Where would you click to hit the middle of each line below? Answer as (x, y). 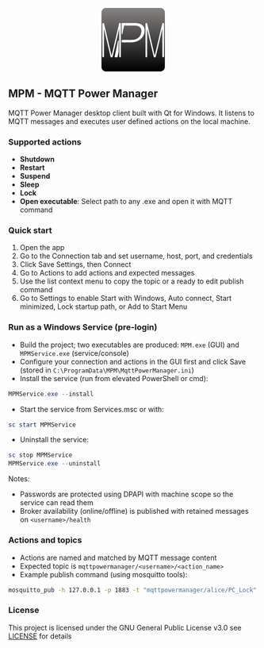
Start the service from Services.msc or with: (92, 409)
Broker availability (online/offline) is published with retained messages (134, 511)
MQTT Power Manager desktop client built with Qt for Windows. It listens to (132, 113)
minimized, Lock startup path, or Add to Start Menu (103, 307)
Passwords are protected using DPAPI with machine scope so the (126, 494)
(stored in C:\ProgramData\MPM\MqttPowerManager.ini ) (107, 370)
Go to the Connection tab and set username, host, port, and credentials (136, 256)
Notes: (19, 479)
